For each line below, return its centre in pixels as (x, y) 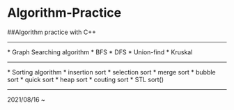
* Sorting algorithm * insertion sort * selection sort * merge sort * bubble (111, 72)
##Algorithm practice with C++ (52, 32)
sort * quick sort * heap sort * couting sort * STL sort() (86, 79)
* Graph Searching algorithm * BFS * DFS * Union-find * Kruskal (100, 52)
